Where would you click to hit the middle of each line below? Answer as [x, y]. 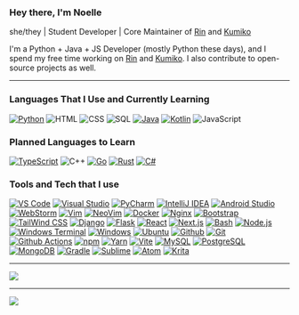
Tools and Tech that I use [65, 184]
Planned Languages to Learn [73, 141]
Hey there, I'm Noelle [56, 12]
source [22, 68]
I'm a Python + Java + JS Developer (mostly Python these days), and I [138, 49]
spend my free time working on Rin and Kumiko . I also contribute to [132, 59]
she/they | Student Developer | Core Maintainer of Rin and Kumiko [130, 32]
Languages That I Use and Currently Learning [109, 100]
